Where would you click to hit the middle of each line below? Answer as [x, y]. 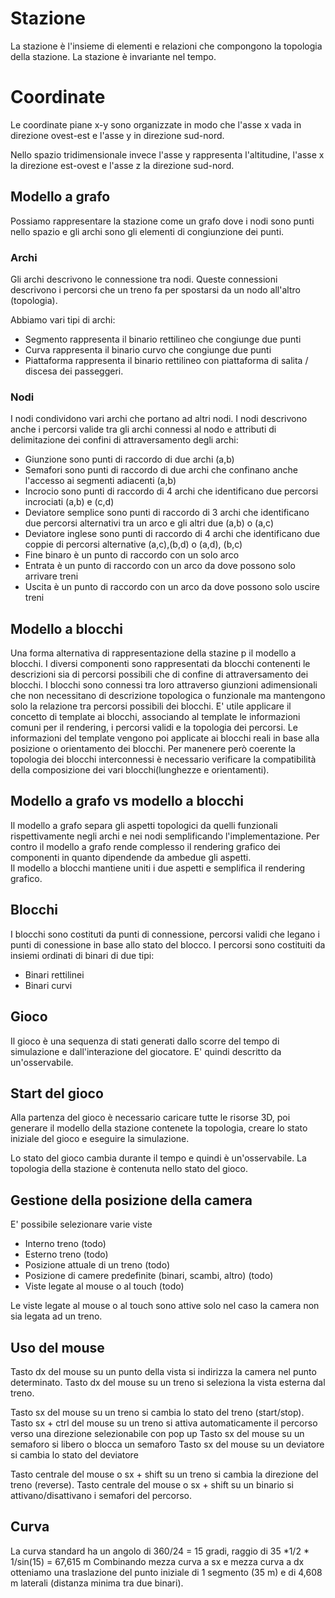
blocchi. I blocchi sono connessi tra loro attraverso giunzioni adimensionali [164, 685]
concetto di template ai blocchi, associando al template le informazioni [155, 717]
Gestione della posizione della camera [131, 1200]
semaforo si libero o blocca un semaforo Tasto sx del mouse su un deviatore [167, 1444]
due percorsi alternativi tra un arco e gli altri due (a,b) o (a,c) [149, 523]
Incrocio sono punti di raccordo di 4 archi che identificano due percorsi [171, 491]
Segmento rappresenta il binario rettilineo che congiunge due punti [163, 339]
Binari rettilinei [54, 974]
